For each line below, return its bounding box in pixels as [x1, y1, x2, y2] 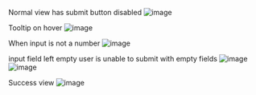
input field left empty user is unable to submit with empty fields [8, 54, 217, 63]
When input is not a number [8, 38, 101, 48]
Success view [8, 78, 55, 87]
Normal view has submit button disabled [8, 8, 142, 17]
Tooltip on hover [8, 23, 63, 32]
